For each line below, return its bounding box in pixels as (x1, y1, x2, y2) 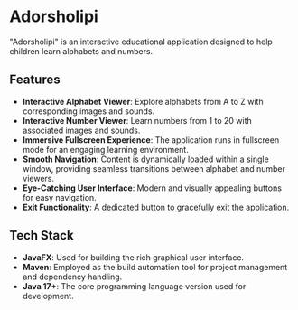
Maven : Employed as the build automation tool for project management (22, 261, 288, 272)
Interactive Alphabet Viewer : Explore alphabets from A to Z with (22, 96, 264, 107)
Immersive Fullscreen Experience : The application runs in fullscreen (22, 134, 280, 146)
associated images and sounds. (22, 125, 141, 136)
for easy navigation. (22, 192, 97, 202)
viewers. (22, 173, 55, 183)
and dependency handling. (22, 271, 123, 282)
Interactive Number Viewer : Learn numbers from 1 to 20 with (22, 115, 252, 126)
